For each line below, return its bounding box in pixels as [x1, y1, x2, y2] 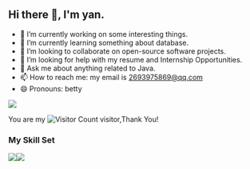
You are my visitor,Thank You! [8, 114, 159, 124]
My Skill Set [8, 134, 55, 145]
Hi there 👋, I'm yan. [8, 8, 105, 22]
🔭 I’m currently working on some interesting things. [19, 29, 188, 38]
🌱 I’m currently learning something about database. [19, 38, 189, 47]
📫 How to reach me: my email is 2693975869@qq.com [19, 72, 204, 82]
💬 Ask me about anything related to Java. [19, 63, 156, 73]
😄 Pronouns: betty [19, 83, 82, 93]
